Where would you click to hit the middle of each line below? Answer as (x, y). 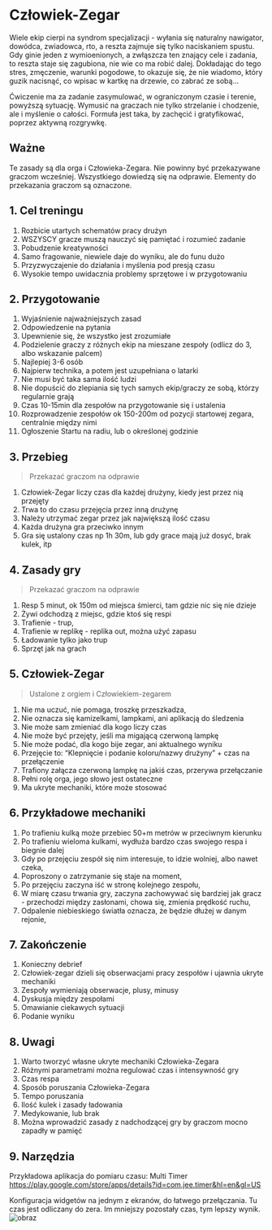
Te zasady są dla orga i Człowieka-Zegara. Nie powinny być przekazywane (135, 168)
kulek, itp (36, 544)
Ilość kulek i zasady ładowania (72, 1105)
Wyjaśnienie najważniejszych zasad (81, 318)
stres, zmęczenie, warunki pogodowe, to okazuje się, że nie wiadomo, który (136, 72)
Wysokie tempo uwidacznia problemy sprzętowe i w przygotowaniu (134, 274)
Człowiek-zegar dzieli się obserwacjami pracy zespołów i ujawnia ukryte (142, 973)
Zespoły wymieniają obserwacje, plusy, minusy (100, 991)
